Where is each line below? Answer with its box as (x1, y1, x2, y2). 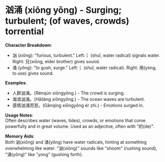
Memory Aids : (5, 133, 35, 139)
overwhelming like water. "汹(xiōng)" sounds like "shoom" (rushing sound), (5, 145, 158, 151)
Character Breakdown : (5, 42, 53, 48)
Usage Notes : (5, 112, 33, 118)
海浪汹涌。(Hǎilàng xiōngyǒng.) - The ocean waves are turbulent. (12, 96, 145, 102)
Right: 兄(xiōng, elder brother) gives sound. (12, 58, 100, 64)
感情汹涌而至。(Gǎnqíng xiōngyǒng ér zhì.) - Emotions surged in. (12, 102, 144, 108)
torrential (5, 26, 44, 37)
